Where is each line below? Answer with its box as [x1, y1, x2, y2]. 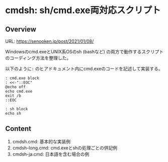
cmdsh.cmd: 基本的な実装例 [12, 138, 71, 144]
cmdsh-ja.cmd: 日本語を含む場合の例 [12, 151, 90, 157]
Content [5, 124, 32, 133]
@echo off [5, 85, 26, 90]
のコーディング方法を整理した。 [5, 55, 71, 61]
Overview [5, 25, 37, 33]
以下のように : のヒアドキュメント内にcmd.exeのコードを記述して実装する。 [5, 66, 163, 71]
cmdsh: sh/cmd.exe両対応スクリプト [5, 5, 161, 16]
